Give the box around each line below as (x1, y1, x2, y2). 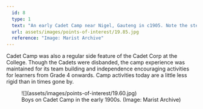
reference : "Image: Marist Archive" (11, 35, 104, 42)
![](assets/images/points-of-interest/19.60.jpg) (21, 90, 137, 97)
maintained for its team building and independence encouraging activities (6, 65, 190, 72)
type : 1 (11, 16, 31, 22)
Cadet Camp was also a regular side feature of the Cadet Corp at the (6, 52, 178, 60)
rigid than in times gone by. (6, 78, 74, 86)
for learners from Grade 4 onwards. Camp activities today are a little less (6, 72, 187, 79)
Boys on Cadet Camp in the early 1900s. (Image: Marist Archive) (21, 96, 181, 104)
